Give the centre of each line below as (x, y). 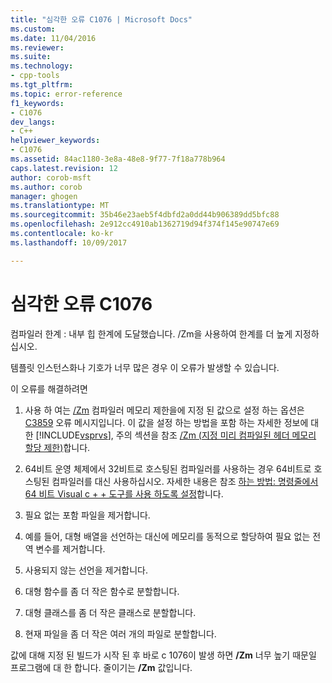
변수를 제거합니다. (70, 548)
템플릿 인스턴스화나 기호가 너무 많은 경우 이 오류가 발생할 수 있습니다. (145, 367)
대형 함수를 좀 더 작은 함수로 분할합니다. (102, 591)
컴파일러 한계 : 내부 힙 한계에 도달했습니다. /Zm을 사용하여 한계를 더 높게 (151, 333)
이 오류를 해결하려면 (49, 388)
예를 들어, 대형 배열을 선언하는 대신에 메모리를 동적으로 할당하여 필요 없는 (167, 536)
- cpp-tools (35, 76)
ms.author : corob (46, 187)
